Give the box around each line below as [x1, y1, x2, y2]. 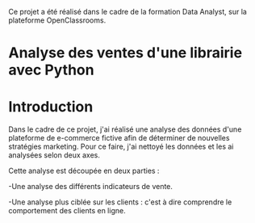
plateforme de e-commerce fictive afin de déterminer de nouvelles [8, 133, 230, 143]
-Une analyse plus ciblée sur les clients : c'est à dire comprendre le [8, 197, 232, 207]
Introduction [8, 98, 94, 116]
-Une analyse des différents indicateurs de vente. [8, 182, 173, 191]
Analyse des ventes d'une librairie [8, 44, 243, 62]
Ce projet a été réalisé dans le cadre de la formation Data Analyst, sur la [8, 7, 248, 16]
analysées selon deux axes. [8, 150, 101, 160]
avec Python [8, 61, 94, 79]
